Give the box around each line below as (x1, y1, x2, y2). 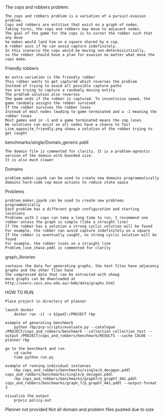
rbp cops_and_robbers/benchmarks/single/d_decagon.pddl (14, 368, 131, 373)
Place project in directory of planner (5, 299, 87, 304)
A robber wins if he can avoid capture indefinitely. (5, 44, 118, 49)
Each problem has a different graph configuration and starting (5, 207, 139, 211)
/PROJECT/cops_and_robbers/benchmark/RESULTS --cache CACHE (20, 333, 146, 338)
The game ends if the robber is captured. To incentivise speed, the (5, 96, 151, 101)
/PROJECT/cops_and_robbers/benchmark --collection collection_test (5, 329, 146, 334)
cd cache (14, 351, 32, 356)
